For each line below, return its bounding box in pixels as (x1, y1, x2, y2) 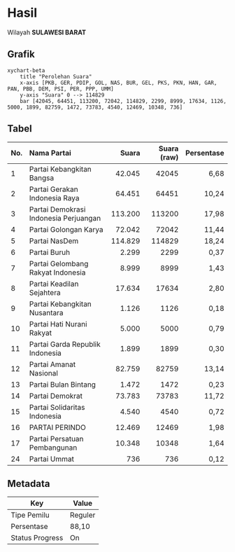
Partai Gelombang (29, 258, 89, 268)
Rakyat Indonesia (29, 268, 86, 277)
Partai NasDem (29, 236, 79, 246)
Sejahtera (29, 287, 61, 297)
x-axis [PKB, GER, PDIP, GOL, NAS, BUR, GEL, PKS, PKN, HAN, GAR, (20, 79, 218, 86)
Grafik (7, 48, 35, 60)
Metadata (7, 478, 50, 490)
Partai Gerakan (29, 184, 78, 194)
